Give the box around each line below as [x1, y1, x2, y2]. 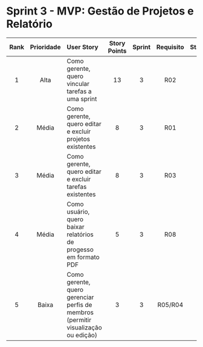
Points [108, 47, 127, 55]
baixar [66, 222, 85, 231]
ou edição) [66, 331, 98, 339]
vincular [66, 79, 89, 88]
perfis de [66, 300, 92, 309]
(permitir [66, 316, 92, 324]
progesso [66, 245, 94, 254]
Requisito [156, 42, 184, 51]
